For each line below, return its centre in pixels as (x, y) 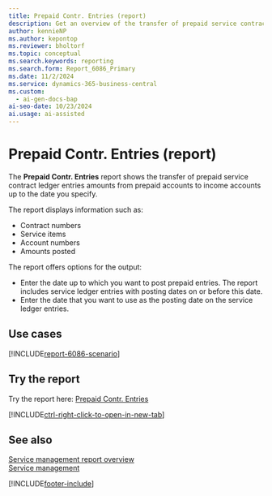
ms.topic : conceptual (45, 54)
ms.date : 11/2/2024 (41, 76)
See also (30, 440)
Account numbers (50, 242)
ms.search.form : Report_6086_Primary (72, 69)
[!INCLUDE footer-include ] (51, 484)
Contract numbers (51, 225)
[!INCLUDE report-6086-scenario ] (64, 353)
